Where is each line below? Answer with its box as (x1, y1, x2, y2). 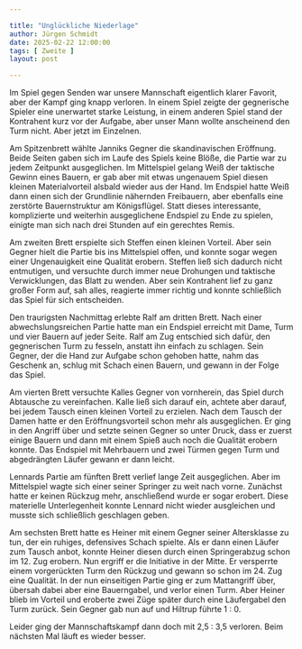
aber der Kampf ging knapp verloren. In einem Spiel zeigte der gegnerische (9, 96, 290, 108)
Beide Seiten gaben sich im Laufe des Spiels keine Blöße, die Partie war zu (9, 152, 287, 163)
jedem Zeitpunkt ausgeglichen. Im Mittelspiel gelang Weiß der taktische (9, 162, 275, 173)
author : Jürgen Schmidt (9, 29, 99, 39)
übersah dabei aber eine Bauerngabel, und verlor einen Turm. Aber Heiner (9, 585, 286, 596)
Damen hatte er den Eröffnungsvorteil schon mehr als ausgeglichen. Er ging (9, 416, 291, 426)
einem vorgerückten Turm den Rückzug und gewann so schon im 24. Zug (9, 565, 282, 577)
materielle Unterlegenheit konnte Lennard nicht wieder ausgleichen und (9, 500, 276, 511)
